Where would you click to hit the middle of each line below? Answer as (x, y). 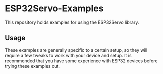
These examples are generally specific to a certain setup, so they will (76, 50)
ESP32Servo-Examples (54, 9)
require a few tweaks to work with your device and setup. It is (68, 55)
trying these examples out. (32, 66)
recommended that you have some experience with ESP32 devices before (81, 61)
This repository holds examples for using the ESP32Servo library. (72, 22)
